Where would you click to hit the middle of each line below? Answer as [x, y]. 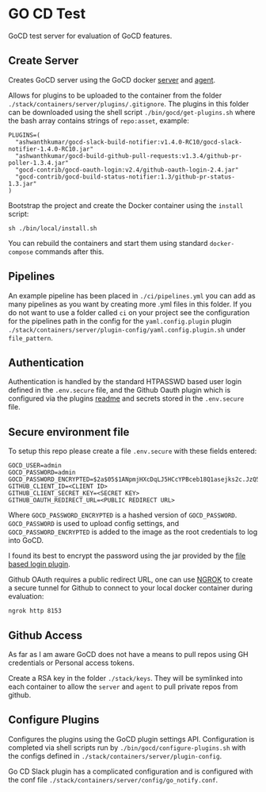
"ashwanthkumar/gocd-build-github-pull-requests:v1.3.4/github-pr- [129, 156]
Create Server [44, 61]
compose [21, 252]
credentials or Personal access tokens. [71, 663]
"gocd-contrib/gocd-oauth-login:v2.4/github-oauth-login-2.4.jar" [127, 170]
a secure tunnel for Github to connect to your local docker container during [131, 588]
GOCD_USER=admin [35, 466]
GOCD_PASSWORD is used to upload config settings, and [94, 524]
